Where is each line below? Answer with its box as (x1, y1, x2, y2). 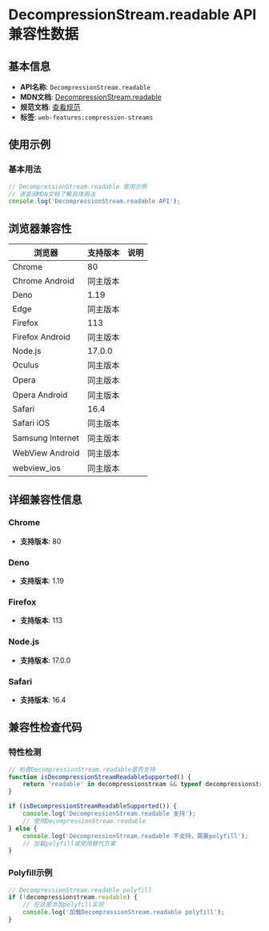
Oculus (12, 359, 39, 371)
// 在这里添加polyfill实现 (22, 901, 104, 909)
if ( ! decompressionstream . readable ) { (8, 893, 138, 901)
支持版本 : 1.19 (19, 576, 64, 586)
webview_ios (12, 463, 62, 474)
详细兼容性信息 (8, 492, 82, 506)
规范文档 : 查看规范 (19, 102, 81, 111)
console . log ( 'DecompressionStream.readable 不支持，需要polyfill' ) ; (22, 832, 249, 840)
